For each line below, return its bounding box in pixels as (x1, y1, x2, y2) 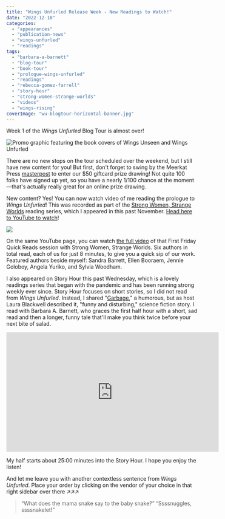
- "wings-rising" (12, 105, 56, 111)
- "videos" (12, 99, 39, 105)
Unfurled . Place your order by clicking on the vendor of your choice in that (6, 481, 192, 489)
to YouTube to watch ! (6, 214, 59, 222)
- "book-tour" (12, 65, 47, 72)
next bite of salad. (6, 320, 52, 328)
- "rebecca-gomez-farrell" (12, 83, 80, 89)
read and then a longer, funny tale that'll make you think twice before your (6, 314, 191, 321)
